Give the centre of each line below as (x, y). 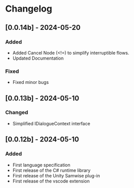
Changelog (29, 9)
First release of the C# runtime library (51, 170)
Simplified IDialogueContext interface (51, 123)
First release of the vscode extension (51, 181)
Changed (17, 113)
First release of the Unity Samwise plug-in (56, 175)
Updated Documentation (38, 58)
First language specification (41, 165)
